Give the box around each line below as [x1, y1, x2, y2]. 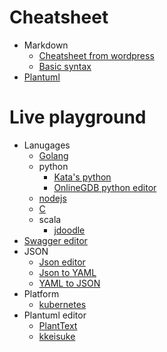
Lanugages [23, 139, 71, 151]
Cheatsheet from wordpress [38, 49, 155, 61]
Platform [23, 287, 60, 300]
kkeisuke [38, 330, 76, 342]
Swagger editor [23, 234, 88, 246]
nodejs [38, 192, 67, 204]
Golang [38, 149, 69, 161]
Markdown [23, 39, 69, 51]
